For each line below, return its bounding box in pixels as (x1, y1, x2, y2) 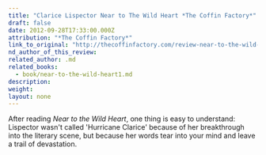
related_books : (8, 63, 59, 71)
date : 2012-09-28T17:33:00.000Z (8, 26, 115, 34)
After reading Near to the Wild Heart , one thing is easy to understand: (8, 114, 236, 123)
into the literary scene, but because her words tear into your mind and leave (8, 131, 256, 141)
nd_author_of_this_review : (8, 48, 97, 56)
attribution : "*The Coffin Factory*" (8, 33, 133, 42)
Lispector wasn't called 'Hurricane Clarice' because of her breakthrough (8, 123, 245, 132)
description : (8, 77, 51, 85)
